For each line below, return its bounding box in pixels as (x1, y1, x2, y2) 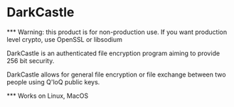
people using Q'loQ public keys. (6, 77, 100, 86)
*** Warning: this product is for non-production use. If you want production (6, 28, 228, 36)
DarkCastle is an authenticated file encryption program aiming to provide (6, 49, 220, 57)
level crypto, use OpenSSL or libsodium (6, 35, 122, 43)
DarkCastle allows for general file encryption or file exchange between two (6, 70, 226, 79)
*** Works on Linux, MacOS (6, 91, 89, 100)
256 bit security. (6, 56, 55, 64)
